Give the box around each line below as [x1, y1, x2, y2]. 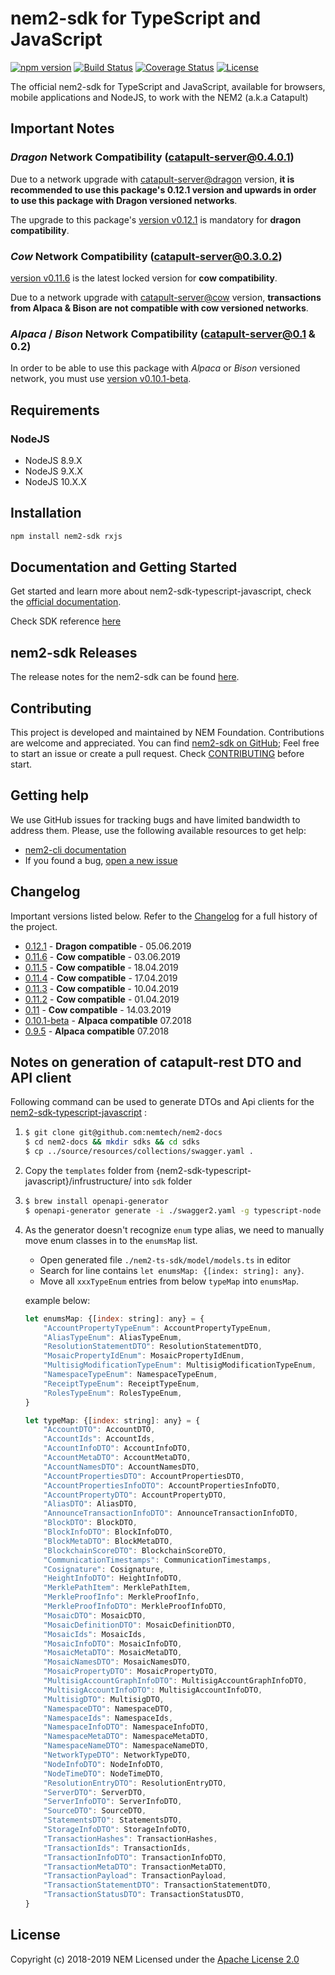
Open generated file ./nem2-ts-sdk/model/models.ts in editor [39, 1253, 292, 1266]
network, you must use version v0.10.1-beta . [10, 373, 192, 385]
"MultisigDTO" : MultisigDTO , [43, 1694, 165, 1704]
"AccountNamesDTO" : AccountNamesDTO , [43, 1462, 201, 1472]
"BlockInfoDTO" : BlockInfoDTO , [43, 1527, 174, 1537]
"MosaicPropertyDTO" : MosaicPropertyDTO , [43, 1667, 218, 1677]
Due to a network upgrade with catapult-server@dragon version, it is [10, 173, 295, 185]
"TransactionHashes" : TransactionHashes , [43, 1833, 218, 1844]
